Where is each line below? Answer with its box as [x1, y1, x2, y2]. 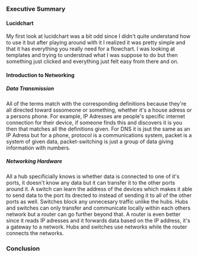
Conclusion [6, 244, 40, 252]
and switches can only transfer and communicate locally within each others [6, 204, 191, 211]
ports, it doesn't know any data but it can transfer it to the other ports [6, 179, 175, 186]
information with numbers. [6, 144, 71, 151]
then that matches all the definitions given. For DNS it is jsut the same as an [6, 125, 191, 132]
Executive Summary [6, 5, 66, 13]
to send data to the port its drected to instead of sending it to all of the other [6, 192, 192, 199]
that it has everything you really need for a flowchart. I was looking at [6, 45, 175, 52]
